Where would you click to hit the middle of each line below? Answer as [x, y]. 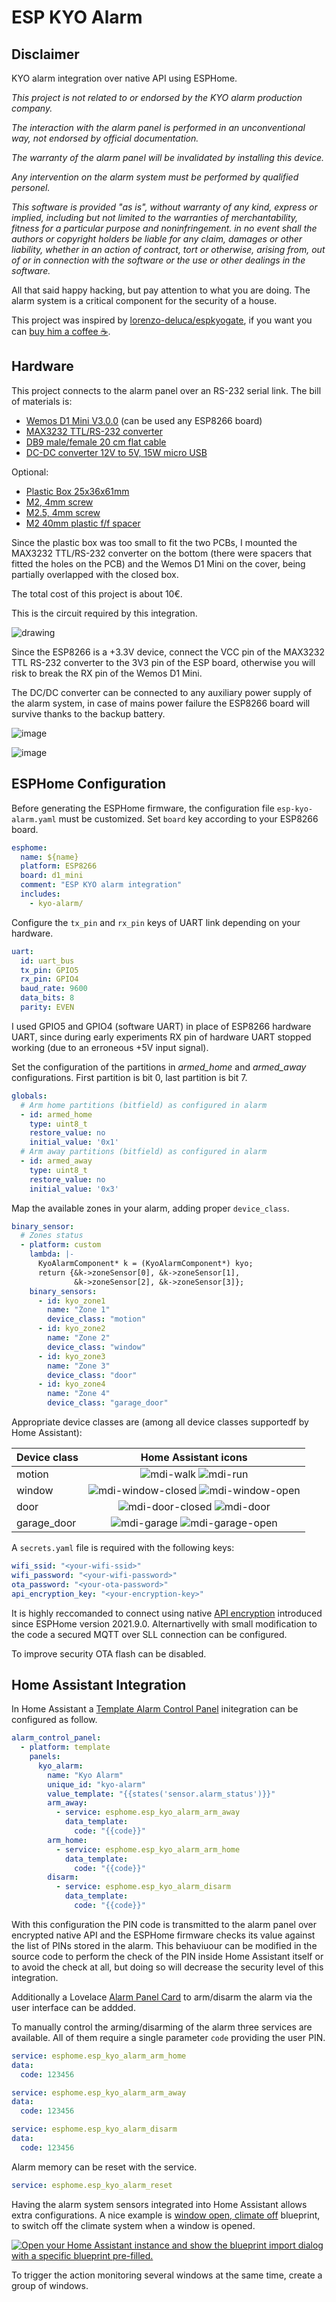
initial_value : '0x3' [74, 1189]
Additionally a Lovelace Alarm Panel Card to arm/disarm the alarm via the [162, 1997]
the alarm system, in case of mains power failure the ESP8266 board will [161, 703]
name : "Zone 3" [79, 1366]
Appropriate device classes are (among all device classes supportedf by [160, 1422]
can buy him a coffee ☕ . [61, 331]
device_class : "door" [92, 1375]
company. [32, 108]
